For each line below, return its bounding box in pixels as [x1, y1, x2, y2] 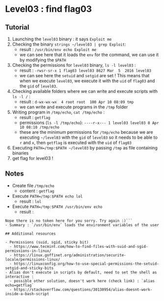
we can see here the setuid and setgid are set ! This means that [19, 73, 150, 78]
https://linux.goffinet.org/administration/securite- [14, 252, 126, 258]
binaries [12, 150, 29, 156]
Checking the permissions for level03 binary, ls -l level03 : [12, 62, 136, 68]
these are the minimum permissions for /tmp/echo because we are [19, 129, 153, 135]
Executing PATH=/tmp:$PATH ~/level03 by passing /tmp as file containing [12, 145, 158, 150]
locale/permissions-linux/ [5, 257, 60, 262]
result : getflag [19, 115, 51, 120]
